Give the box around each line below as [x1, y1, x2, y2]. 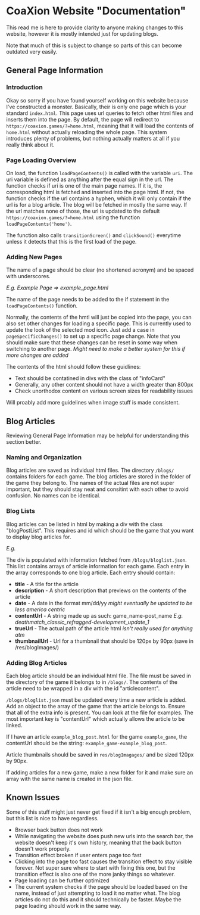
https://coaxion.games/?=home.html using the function [6, 213, 140, 221]
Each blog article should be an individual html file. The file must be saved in [6, 672, 192, 679]
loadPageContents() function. [6, 302, 78, 309]
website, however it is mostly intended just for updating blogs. [6, 30, 159, 37]
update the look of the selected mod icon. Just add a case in [6, 326, 155, 334]
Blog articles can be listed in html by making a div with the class [6, 520, 163, 528]
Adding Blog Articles [6, 658, 67, 667]
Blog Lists [6, 507, 36, 515]
